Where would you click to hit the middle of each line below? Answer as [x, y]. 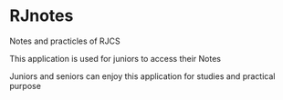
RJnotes [42, 16]
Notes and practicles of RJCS [65, 41]
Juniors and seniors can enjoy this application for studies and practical [142, 76]
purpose [25, 85]
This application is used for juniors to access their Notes [115, 58]
